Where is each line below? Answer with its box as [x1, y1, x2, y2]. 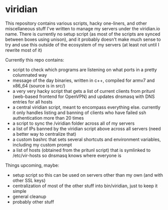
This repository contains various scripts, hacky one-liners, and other [5, 20, 147, 26]
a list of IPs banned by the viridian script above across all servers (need [12, 125, 161, 132]
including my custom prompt [12, 141, 72, 147]
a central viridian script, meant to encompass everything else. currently [12, 104, 161, 110]
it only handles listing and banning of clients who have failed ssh [12, 110, 146, 116]
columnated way [12, 72, 47, 78]
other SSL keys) [12, 177, 46, 183]
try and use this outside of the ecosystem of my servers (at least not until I [5, 41, 159, 47]
